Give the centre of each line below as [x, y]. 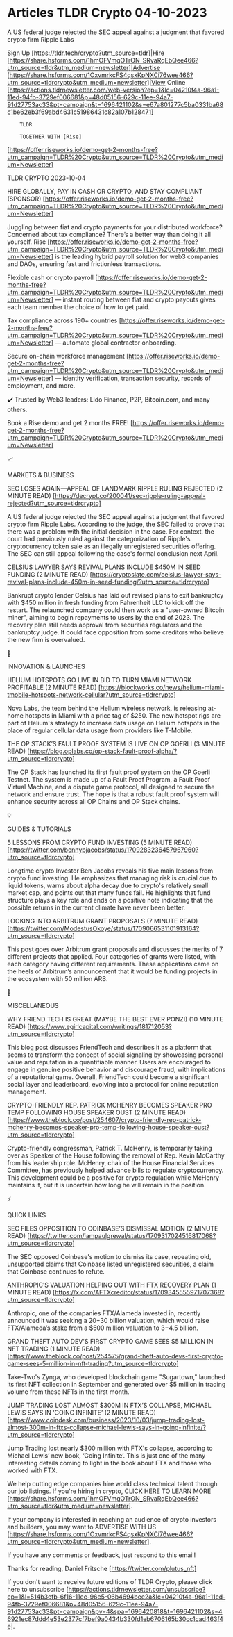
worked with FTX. [32, 1470]
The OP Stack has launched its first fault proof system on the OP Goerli [109, 772]
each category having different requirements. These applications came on [113, 964]
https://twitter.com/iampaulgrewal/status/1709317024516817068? [123, 1235]
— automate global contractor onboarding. [116, 343]
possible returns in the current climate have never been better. [96, 907]
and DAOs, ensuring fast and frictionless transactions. [84, 264]
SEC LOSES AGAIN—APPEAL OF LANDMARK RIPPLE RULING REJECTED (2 [115, 488]
